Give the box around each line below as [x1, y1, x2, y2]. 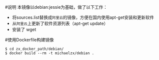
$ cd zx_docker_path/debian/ [5, 46, 64, 51]
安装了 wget [12, 27, 36, 32]
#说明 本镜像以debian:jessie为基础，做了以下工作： [5, 4, 108, 10]
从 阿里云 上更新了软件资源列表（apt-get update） [12, 21, 108, 26]
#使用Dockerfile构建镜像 [5, 37, 54, 43]
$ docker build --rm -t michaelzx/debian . [5, 51, 95, 56]
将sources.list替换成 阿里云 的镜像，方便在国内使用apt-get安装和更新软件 [12, 15, 154, 20]
